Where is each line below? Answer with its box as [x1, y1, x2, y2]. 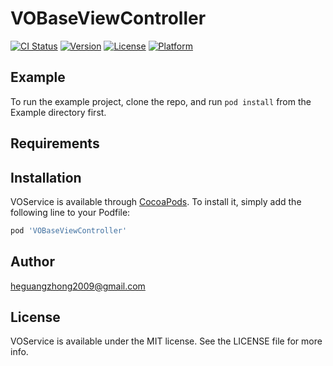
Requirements [10, 135, 100, 152]
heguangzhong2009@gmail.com [10, 280, 146, 292]
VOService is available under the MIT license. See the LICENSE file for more [10, 335, 323, 347]
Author [10, 253, 55, 271]
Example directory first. [10, 106, 107, 118]
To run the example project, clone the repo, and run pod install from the [10, 95, 312, 107]
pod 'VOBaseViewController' [10, 225, 128, 236]
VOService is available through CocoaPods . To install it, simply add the [10, 195, 302, 207]
